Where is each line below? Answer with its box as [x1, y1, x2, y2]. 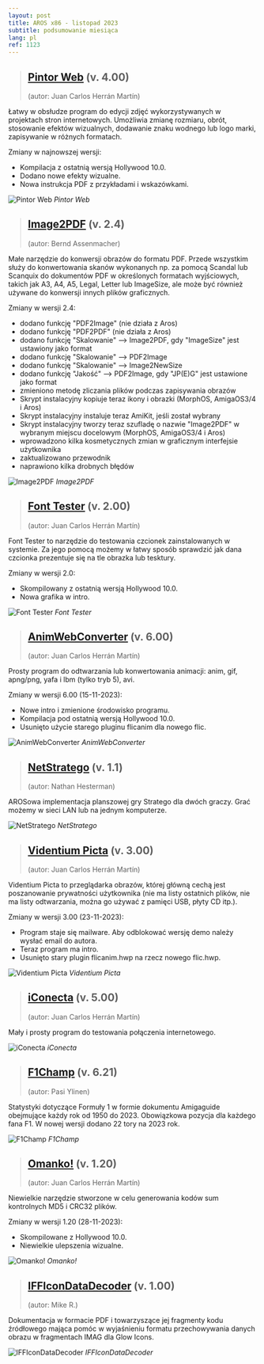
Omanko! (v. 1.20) [27, 1157, 117, 1171]
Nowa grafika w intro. [19, 591, 90, 602]
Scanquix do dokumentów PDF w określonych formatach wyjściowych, [8, 271, 239, 280]
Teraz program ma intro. [19, 944, 99, 954]
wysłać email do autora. [19, 936, 97, 945]
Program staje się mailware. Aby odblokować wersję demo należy [19, 928, 234, 937]
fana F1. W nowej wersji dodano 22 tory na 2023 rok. [8, 1119, 180, 1128]
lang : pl [8, 33, 37, 42]
